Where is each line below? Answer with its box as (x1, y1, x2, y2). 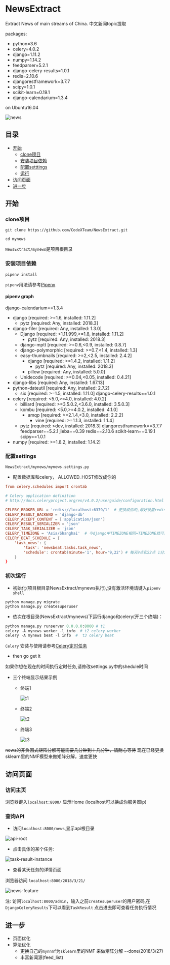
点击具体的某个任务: (12, 846, 54, 852)
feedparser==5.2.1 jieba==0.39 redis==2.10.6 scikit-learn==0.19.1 (20, 428, 156, 434)
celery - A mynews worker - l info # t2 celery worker (5, 628, 121, 633)
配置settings (5, 452, 36, 459)
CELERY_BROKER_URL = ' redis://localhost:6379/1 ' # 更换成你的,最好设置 (5, 507, 155, 512)
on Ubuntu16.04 (5, 104, 39, 110)
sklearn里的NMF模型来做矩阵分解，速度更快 (5, 753, 97, 759)
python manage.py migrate (5, 599, 60, 604)
